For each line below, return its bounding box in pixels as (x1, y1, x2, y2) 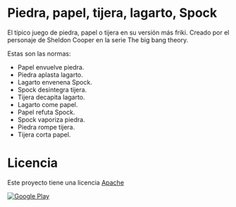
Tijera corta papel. (17, 130, 71, 139)
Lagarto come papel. (17, 100, 78, 108)
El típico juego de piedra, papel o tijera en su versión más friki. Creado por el (7, 28, 230, 37)
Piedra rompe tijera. (17, 123, 75, 131)
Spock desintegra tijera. (17, 85, 87, 94)
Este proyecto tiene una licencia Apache (7, 178, 125, 187)
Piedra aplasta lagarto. (17, 70, 83, 79)
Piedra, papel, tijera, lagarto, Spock (7, 5, 218, 21)
